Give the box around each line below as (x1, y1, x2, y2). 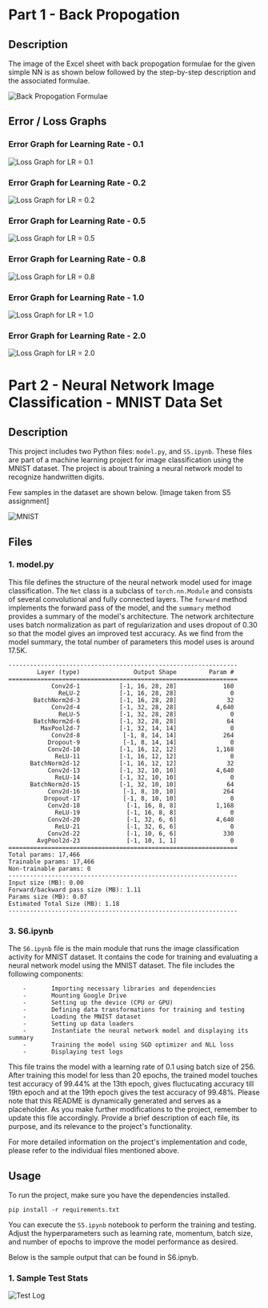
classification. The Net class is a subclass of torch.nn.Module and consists (8, 586, 254, 595)
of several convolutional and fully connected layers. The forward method (8, 594, 248, 603)
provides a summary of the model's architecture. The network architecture (8, 611, 254, 621)
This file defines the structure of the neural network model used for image (8, 577, 252, 587)
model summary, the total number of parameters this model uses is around (8, 636, 254, 647)
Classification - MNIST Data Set (8, 393, 223, 412)
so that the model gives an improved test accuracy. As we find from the (8, 628, 244, 638)
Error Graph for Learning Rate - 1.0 (8, 291, 145, 303)
